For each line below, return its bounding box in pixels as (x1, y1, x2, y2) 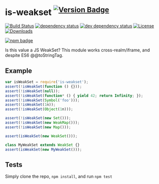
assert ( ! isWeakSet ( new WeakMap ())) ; (5, 120, 80, 125)
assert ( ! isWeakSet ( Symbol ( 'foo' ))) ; (5, 98, 80, 103)
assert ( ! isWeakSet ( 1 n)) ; (5, 102, 56, 107)
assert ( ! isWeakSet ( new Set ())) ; (5, 115, 71, 121)
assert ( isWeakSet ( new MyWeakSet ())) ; (5, 147, 82, 152)
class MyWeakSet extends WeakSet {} (5, 142, 80, 147)
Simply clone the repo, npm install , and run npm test (5, 174, 113, 180)
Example (5, 67, 32, 75)
